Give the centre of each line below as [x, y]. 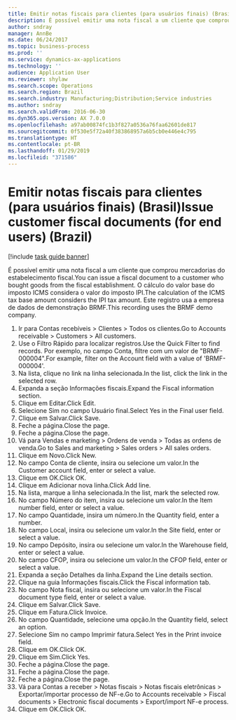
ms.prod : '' [25, 53]
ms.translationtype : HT [43, 138]
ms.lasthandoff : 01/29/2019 [49, 151]
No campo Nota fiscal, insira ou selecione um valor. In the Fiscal [110, 589]
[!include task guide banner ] [49, 256]
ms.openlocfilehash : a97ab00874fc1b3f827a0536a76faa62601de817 [102, 125]
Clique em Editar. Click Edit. [57, 403]
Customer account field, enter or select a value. [87, 470]
